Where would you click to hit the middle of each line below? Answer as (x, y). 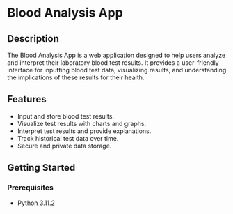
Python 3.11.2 (36, 203)
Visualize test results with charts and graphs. (82, 123)
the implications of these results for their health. (76, 77)
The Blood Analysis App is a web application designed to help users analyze (116, 55)
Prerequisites (30, 188)
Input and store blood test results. (66, 116)
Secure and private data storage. (64, 146)
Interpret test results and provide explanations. (84, 131)
